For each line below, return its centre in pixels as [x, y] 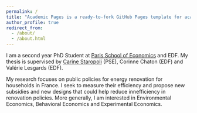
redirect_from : [25, 28]
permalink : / [22, 11]
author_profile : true [33, 22]
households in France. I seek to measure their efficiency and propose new [96, 85]
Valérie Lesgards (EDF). [35, 68]
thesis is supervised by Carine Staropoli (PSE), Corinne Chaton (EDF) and [95, 61]
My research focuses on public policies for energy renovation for [84, 79]
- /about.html [28, 39]
